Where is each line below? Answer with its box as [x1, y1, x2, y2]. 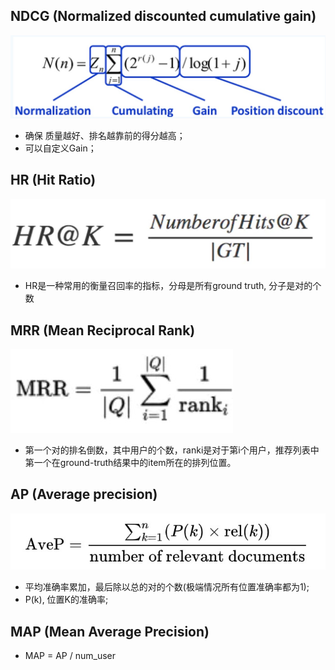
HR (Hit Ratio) [10, 172, 97, 189]
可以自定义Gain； [24, 142, 97, 154]
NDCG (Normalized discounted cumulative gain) [10, 8, 317, 25]
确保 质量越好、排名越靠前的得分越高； [24, 129, 186, 141]
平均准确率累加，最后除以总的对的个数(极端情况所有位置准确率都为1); [24, 581, 310, 593]
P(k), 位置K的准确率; [24, 594, 109, 606]
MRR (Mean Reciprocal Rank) [10, 322, 196, 339]
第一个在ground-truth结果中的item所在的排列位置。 [24, 457, 237, 469]
